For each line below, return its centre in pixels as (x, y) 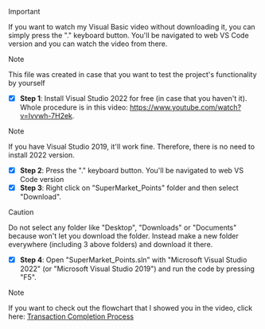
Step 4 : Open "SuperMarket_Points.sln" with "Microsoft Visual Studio (133, 260)
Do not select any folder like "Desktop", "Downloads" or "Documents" (123, 228)
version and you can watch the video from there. (88, 44)
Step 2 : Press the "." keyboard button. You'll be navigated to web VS (132, 171)
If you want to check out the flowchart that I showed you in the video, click (131, 308)
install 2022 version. (42, 155)
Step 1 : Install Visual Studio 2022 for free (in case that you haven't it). (133, 98)
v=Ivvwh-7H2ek (46, 116)
